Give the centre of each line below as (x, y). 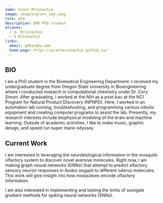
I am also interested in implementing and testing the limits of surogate (75, 190)
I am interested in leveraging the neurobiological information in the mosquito (81, 155)
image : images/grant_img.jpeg (36, 14)
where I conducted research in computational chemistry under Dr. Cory (77, 92)
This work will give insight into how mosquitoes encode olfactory (70, 176)
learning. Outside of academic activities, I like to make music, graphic (75, 123)
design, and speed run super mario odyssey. (50, 128)
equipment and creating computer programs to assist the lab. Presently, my (81, 113)
